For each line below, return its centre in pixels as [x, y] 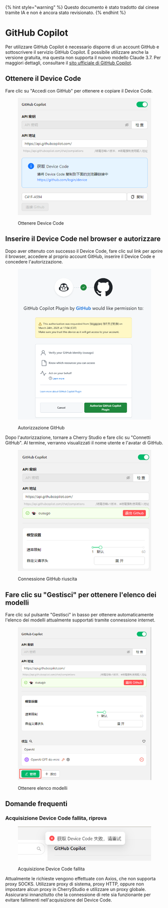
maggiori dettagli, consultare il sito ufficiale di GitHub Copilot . [69, 63]
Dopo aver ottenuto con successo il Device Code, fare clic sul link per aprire [84, 251]
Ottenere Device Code [41, 223]
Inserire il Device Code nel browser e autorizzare [83, 239]
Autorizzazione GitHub [41, 427]
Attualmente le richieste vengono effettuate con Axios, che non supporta [80, 878]
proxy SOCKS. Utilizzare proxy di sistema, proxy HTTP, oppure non [75, 884]
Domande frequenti [36, 804]
